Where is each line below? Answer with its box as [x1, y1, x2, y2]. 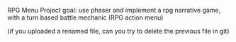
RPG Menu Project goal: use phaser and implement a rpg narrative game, [7, 6, 221, 14]
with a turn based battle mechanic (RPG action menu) [7, 13, 164, 22]
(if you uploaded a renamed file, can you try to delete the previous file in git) [7, 27, 230, 35]
